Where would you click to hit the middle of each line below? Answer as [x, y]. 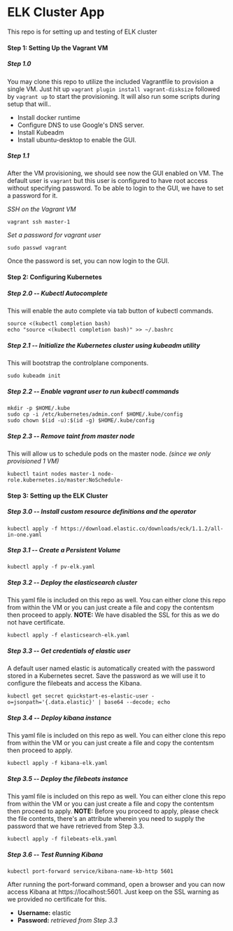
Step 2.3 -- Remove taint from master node [71, 436]
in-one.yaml [24, 535]
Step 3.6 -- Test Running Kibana [55, 854]
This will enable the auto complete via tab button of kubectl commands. [110, 311]
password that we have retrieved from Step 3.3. [76, 826]
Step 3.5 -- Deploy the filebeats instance [68, 778]
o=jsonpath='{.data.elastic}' [51, 702]
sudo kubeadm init [34, 376]
